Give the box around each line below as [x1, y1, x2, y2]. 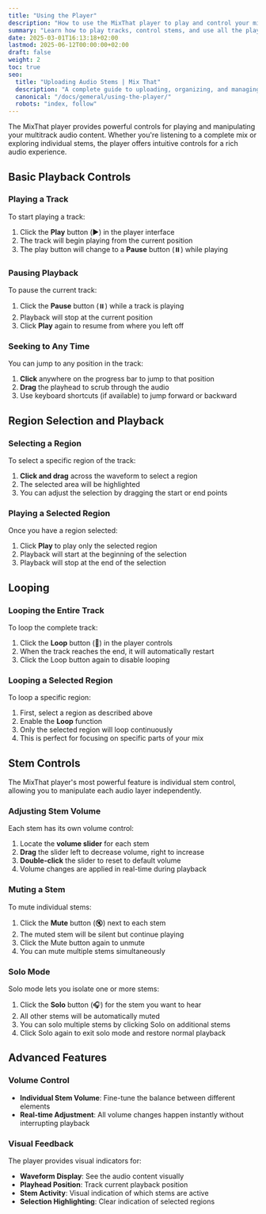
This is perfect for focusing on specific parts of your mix [19, 733, 204, 743]
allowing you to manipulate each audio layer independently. [8, 786, 202, 795]
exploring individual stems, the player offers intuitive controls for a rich [8, 139, 239, 148]
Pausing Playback [8, 267, 79, 278]
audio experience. [8, 147, 67, 157]
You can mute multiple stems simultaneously [19, 946, 166, 955]
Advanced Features [8, 1051, 108, 1065]
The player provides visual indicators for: [8, 1156, 142, 1166]
